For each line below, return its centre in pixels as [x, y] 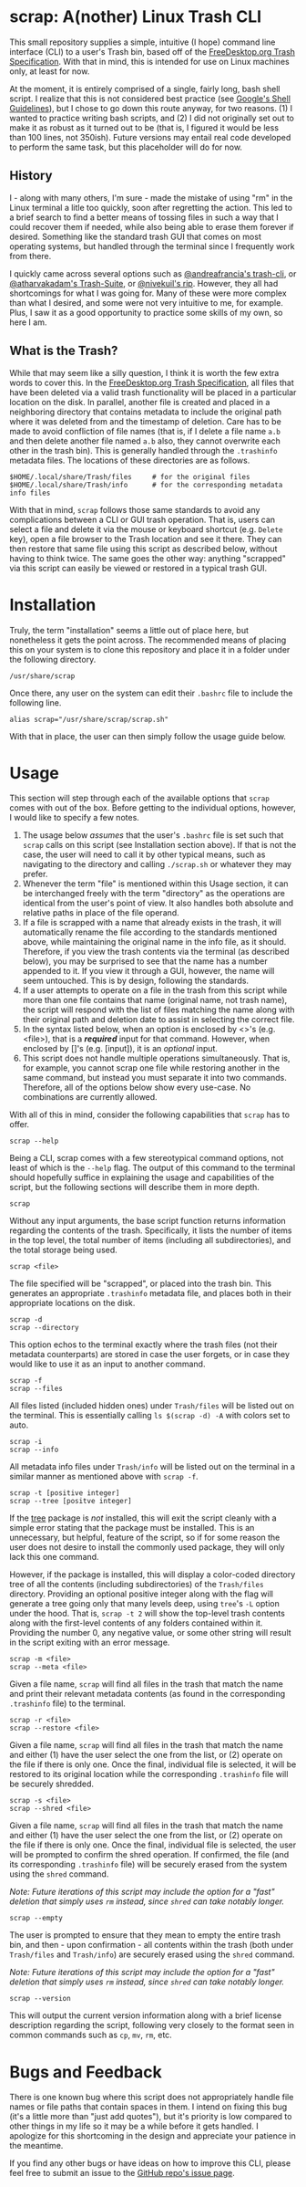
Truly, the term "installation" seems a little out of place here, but [129, 630]
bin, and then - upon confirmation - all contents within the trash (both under [152, 1945]
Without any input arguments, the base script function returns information [148, 1221]
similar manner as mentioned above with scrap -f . [104, 1477]
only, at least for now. [50, 71]
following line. [36, 702]
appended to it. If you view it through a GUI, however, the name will [148, 971]
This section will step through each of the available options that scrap [140, 798]
